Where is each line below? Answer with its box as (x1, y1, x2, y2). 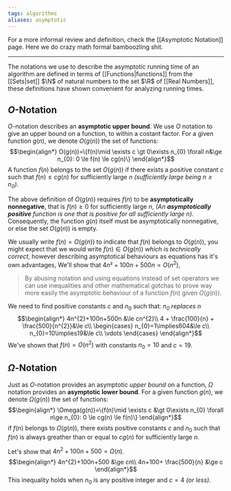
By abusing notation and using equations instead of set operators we (24, 274, 219, 282)
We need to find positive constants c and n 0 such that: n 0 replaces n (8, 301, 202, 312)
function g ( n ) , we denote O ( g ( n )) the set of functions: (8, 137, 158, 145)
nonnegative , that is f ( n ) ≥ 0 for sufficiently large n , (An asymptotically (8, 203, 212, 211)
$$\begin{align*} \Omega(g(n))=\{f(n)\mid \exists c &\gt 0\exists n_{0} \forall (8, 406, 224, 414)
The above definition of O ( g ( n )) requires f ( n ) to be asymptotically (8, 195, 194, 203)
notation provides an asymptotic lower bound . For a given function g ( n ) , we (8, 387, 223, 396)
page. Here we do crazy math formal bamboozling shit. (8, 43, 163, 51)
